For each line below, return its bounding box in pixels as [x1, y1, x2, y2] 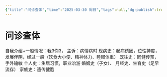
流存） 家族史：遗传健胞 [5, 66, 55, 72]
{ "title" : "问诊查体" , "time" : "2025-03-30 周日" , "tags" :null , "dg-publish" [5, 7, 155, 12]
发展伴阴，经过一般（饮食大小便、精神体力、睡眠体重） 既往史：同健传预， [5, 54, 159, 60]
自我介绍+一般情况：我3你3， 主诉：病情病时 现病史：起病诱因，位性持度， [5, 48, 160, 54]
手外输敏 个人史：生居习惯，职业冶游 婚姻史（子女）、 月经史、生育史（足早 [5, 60, 159, 66]
